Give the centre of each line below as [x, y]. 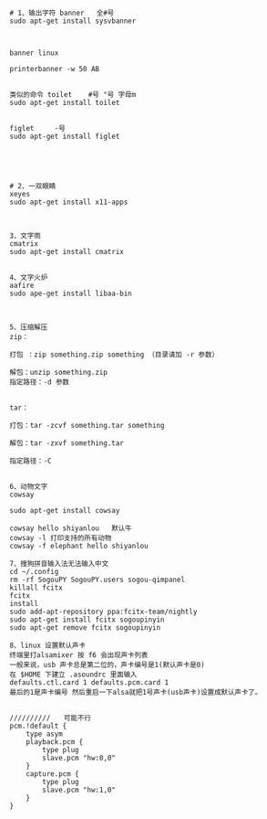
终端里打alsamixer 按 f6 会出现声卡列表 [79, 655]
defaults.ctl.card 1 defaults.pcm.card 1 [89, 683]
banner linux [34, 53]
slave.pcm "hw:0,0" [79, 758]
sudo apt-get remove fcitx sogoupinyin [85, 628]
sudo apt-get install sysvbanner [73, 21]
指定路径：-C [31, 461]
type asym [45, 734]
